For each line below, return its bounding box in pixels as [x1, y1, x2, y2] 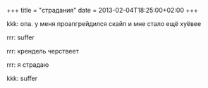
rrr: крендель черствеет [6, 47, 79, 55]
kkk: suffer [6, 74, 38, 82]
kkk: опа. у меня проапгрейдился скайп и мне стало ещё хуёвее [6, 20, 202, 27]
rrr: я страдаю [6, 61, 49, 69]
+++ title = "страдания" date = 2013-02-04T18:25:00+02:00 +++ [6, 6, 199, 14]
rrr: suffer [6, 33, 35, 42]
